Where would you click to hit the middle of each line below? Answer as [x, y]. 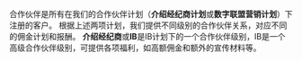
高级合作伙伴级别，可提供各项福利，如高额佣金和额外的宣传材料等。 [135, 48]
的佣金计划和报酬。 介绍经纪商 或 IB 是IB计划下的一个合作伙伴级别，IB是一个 [147, 36]
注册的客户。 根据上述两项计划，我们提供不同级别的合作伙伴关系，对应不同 [148, 25]
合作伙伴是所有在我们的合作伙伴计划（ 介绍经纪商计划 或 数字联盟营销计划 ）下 [151, 14]
